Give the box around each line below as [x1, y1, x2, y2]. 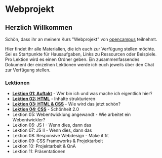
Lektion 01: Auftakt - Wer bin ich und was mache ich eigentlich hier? [12, 91, 153, 97]
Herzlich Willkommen [5, 23, 73, 32]
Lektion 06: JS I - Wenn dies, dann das [12, 122, 91, 128]
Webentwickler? [12, 117, 45, 123]
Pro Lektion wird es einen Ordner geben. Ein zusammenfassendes [5, 56, 140, 62]
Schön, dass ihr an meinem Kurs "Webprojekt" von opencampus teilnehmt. [5, 36, 157, 42]
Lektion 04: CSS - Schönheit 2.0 [12, 106, 79, 112]
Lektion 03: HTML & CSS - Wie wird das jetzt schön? [12, 101, 121, 107]
